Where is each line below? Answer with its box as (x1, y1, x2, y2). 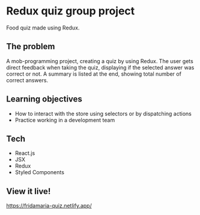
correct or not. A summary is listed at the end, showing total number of (6, 70, 182, 77)
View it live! (6, 186, 51, 196)
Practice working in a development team (14, 116, 115, 124)
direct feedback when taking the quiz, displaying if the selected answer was (6, 64, 195, 71)
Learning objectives (6, 94, 83, 104)
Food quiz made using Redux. (6, 24, 80, 31)
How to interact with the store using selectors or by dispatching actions (14, 110, 192, 117)
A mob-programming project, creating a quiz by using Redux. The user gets (6, 57, 193, 64)
